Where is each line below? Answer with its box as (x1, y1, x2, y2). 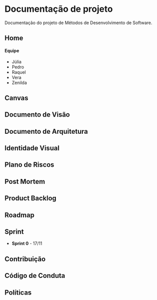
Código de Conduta (4, 271, 65, 280)
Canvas (4, 93, 28, 102)
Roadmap (4, 210, 35, 219)
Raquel (11, 69, 26, 75)
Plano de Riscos (4, 161, 54, 169)
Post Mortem (4, 177, 45, 185)
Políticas (4, 288, 32, 297)
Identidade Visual (4, 144, 60, 152)
